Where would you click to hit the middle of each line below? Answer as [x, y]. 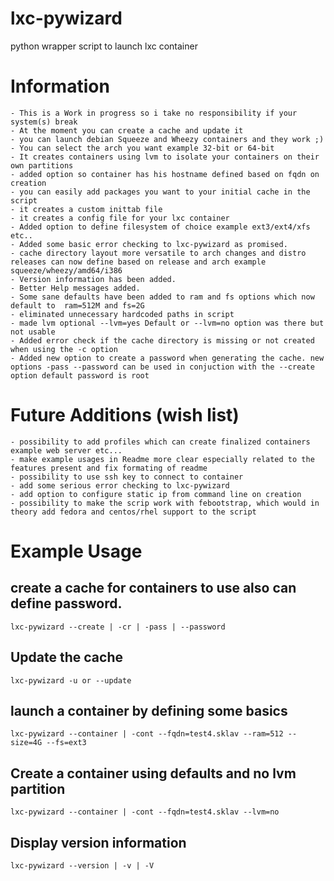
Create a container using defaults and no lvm [153, 773]
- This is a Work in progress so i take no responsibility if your [154, 113]
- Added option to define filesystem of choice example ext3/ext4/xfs [160, 227]
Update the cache [66, 657]
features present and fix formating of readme [109, 468]
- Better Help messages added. [75, 288]
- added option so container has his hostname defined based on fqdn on [165, 174]
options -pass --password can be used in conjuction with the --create [162, 367]
